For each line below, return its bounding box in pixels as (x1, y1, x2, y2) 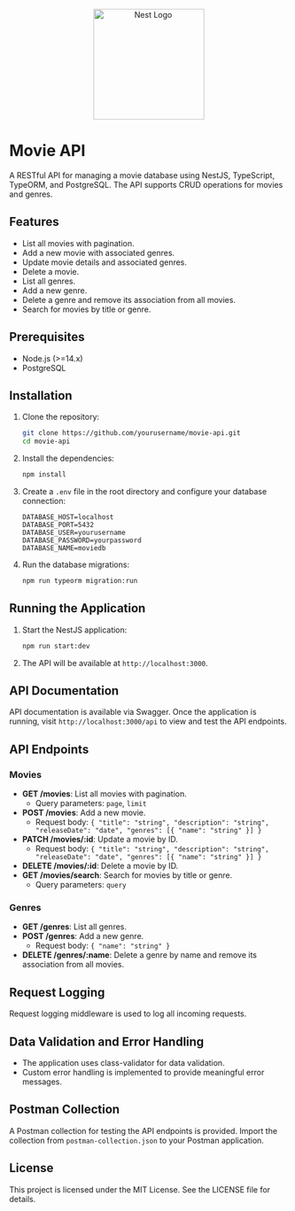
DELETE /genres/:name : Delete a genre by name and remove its (21, 950, 257, 960)
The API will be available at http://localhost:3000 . (21, 657, 208, 668)
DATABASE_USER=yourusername (21, 528, 126, 537)
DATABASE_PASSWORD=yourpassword (21, 536, 142, 545)
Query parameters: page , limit (35, 798, 147, 809)
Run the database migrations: (21, 559, 130, 570)
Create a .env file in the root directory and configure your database (21, 486, 268, 496)
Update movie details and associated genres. (21, 257, 188, 268)
